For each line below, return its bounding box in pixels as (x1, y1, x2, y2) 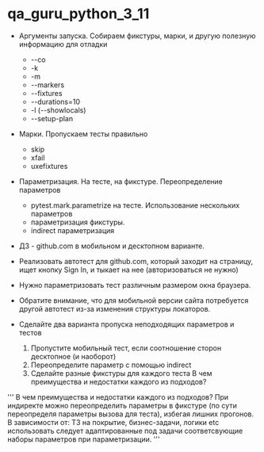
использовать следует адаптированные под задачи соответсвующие (7, 426, 243, 435)
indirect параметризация (30, 225, 115, 235)
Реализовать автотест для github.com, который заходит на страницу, (18, 256, 254, 266)
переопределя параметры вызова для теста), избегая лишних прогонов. (7, 409, 254, 419)
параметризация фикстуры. (30, 217, 125, 227)
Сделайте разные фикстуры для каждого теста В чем (30, 368, 212, 377)
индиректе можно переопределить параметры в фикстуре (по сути (7, 400, 237, 410)
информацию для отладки (18, 39, 108, 48)
